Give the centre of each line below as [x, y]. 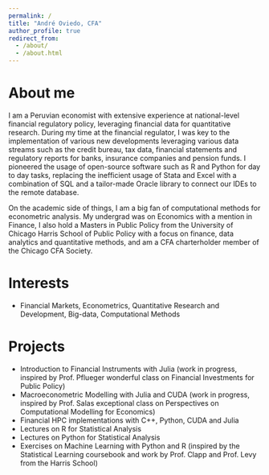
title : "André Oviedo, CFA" [55, 23]
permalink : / [30, 16]
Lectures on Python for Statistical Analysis [90, 437]
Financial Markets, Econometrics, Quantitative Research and [120, 305]
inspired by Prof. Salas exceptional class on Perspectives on [119, 403]
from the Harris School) [59, 463]
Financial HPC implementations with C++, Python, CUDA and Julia [129, 420]
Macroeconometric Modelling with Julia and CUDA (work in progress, [135, 394]
